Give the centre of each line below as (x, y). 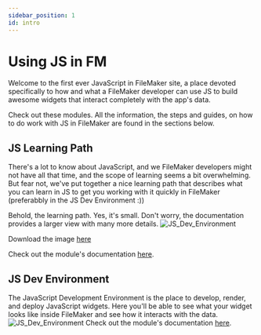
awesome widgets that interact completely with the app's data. (110, 100)
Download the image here (50, 239)
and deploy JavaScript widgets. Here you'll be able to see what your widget (130, 306)
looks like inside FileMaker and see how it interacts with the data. (113, 315)
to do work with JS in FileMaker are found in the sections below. (112, 123)
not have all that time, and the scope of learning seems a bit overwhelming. (129, 175)
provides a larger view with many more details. (83, 224)
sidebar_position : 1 (42, 15)
